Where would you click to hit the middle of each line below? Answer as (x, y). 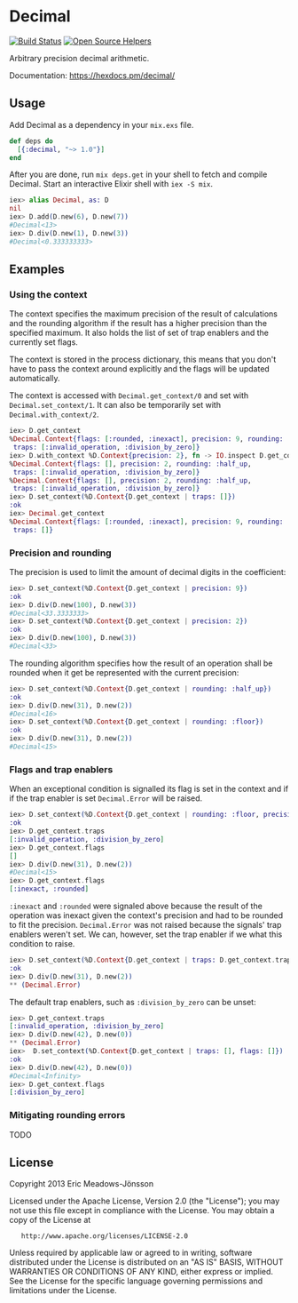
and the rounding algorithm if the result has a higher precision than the (138, 324)
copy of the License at (50, 1220)
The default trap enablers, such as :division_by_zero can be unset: (133, 1002)
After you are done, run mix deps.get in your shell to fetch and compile (138, 174)
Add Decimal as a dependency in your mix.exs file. (102, 124)
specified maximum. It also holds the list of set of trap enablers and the (139, 333)
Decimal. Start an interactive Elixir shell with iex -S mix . (111, 184)
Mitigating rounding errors (67, 1115)
